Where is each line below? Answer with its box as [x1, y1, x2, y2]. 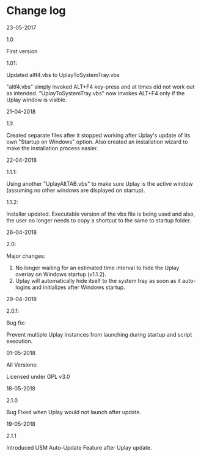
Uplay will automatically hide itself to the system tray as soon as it [15, 277, 181, 284]
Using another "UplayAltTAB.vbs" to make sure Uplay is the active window [6, 180, 194, 187]
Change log [6, 4, 66, 18]
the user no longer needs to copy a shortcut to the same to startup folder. [6, 216, 191, 224]
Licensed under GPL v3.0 [6, 373, 70, 380]
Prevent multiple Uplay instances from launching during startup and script [6, 331, 192, 338]
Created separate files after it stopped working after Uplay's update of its [6, 131, 191, 139]
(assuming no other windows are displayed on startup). [6, 186, 145, 194]
